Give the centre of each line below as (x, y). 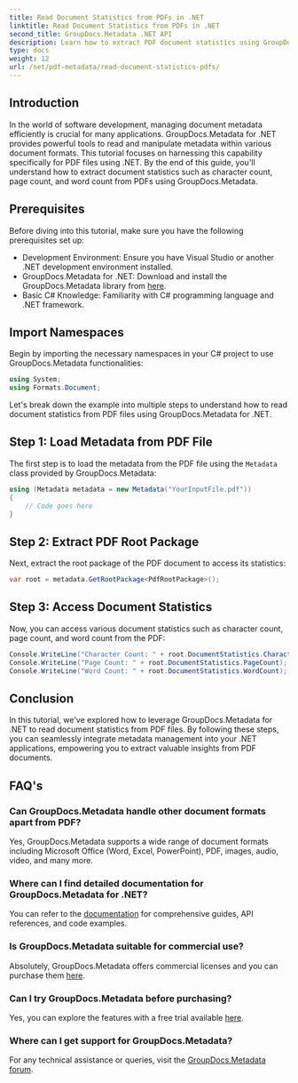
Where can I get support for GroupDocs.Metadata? (121, 1040)
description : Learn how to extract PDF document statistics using (134, 42)
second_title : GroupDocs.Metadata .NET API (91, 34)
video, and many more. (51, 860)
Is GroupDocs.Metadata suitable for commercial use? (126, 946)
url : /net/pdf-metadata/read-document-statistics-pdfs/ (114, 68)
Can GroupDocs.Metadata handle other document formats (137, 811)
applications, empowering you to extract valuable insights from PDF (133, 749)
